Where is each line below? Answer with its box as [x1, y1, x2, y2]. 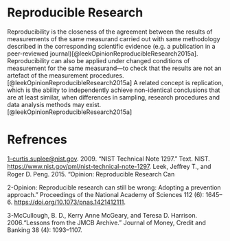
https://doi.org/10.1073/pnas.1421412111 [14, 198, 124, 206]
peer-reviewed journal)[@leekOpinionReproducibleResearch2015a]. [7, 49, 198, 58]
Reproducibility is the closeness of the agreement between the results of [7, 27, 213, 36]
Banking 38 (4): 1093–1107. [7, 225, 82, 234]
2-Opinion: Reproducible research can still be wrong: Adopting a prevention [7, 183, 221, 192]
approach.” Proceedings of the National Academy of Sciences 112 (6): [7, 190, 205, 198]
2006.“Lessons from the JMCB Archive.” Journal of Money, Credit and [7, 218, 206, 227]
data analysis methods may [7, 100, 84, 108]
